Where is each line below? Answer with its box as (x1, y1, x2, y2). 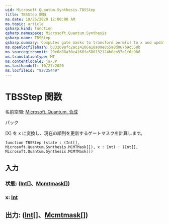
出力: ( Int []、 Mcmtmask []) (5, 210, 89, 219)
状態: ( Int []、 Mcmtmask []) (5, 180, 70, 187)
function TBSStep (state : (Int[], (5, 140, 80, 145)
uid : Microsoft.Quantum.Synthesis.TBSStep (5, 7, 96, 13)
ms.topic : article (5, 21, 44, 27)
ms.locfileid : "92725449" (5, 68, 59, 73)
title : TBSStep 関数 (5, 12, 47, 17)
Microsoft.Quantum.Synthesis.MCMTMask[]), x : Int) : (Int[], (5, 144, 138, 150)
